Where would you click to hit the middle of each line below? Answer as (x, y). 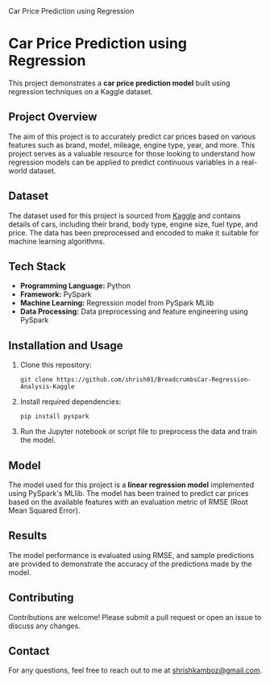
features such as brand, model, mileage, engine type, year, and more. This (132, 145)
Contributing (41, 598)
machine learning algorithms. (57, 241)
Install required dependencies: (71, 402)
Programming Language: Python (75, 286)
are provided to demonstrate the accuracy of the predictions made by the (130, 564)
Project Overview (53, 117)
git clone (37, 380)
